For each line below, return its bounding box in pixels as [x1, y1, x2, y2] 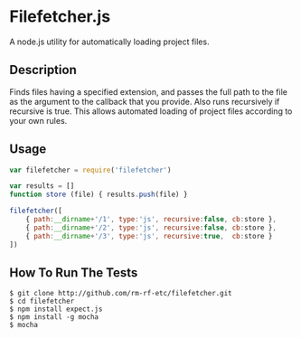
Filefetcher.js [9, 6, 111, 27]
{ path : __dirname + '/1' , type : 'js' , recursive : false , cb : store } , [25, 215, 277, 224]
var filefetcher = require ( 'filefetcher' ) [9, 165, 172, 174]
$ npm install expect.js [9, 305, 103, 314]
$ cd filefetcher [9, 296, 75, 306]
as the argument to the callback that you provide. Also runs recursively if [9, 96, 280, 107]
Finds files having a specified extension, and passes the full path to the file [9, 86, 287, 97]
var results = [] [9, 182, 75, 191]
